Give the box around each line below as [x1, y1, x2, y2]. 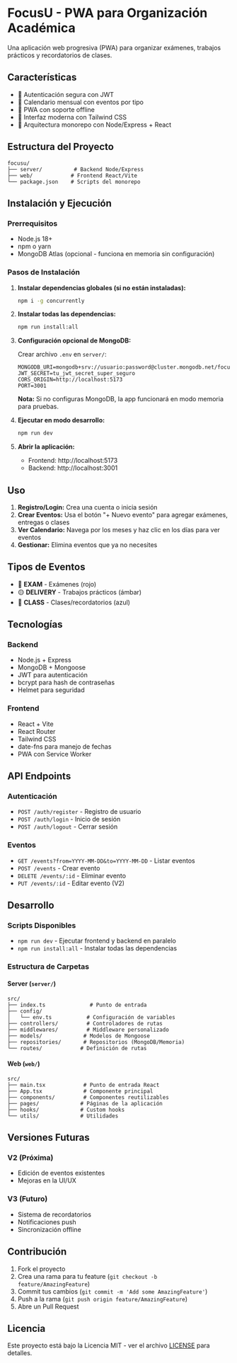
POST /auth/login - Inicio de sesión [17, 815, 121, 824]
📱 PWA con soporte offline [17, 105, 96, 114]
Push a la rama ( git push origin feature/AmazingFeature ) [17, 1294, 188, 1303]
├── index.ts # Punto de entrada [7, 1001, 147, 1008]
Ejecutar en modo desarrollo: [17, 416, 105, 425]
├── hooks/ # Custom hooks [7, 1106, 125, 1113]
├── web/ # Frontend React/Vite [7, 172, 138, 179]
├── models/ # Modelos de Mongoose [7, 1032, 151, 1040]
